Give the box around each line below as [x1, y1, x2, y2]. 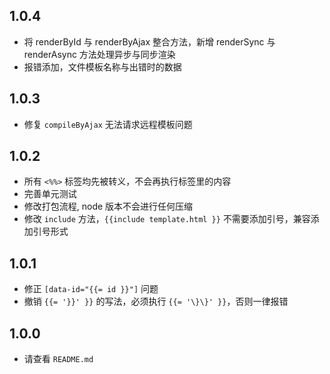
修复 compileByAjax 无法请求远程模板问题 [23, 118, 193, 130]
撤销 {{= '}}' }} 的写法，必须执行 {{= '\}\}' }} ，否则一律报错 [23, 295, 289, 308]
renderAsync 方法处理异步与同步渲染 [23, 48, 176, 60]
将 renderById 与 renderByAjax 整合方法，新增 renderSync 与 [23, 35, 276, 48]
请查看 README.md [23, 353, 94, 365]
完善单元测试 [23, 188, 77, 200]
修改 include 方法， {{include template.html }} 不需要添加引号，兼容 [23, 213, 311, 225]
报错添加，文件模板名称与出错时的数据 [23, 60, 182, 73]
